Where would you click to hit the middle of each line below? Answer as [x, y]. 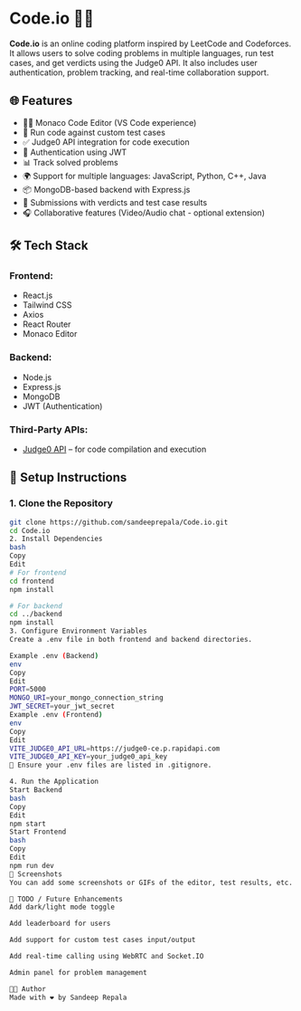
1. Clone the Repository [61, 503]
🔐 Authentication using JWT [75, 152]
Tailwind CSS [47, 305]
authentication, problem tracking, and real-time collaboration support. [139, 72]
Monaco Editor [50, 334]
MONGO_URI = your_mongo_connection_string [87, 698]
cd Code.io [30, 530]
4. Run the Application [54, 782]
